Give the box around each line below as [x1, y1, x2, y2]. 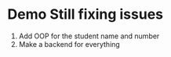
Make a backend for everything [18, 39, 121, 48]
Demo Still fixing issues [7, 5, 164, 23]
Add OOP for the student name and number [18, 31, 160, 41]
